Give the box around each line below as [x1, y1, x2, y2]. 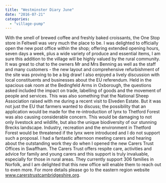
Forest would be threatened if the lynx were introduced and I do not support [5, 130, 160, 136]
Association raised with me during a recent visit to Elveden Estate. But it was [5, 98, 162, 104]
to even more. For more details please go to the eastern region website [5, 167, 150, 173]
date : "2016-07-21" [5, 12, 46, 17]
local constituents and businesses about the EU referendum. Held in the [5, 77, 152, 83]
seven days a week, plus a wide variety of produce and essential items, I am [5, 51, 161, 57]
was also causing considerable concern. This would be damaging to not [5, 114, 152, 120]
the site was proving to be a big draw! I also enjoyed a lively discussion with [5, 72, 160, 78]
